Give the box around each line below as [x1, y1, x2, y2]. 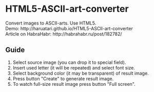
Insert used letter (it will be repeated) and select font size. [12, 64, 135, 71]
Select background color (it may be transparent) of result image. [12, 70, 149, 76]
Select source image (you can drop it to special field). [12, 59, 126, 65]
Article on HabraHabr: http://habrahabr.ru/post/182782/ [5, 31, 122, 37]
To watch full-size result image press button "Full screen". [12, 81, 136, 87]
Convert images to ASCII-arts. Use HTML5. [5, 20, 97, 26]
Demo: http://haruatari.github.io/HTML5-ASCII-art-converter [5, 25, 133, 31]
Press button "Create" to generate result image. [12, 75, 114, 82]
